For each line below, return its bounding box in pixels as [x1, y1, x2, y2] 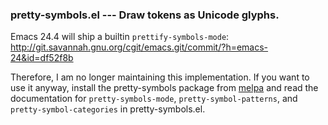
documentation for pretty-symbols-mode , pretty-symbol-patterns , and [10, 93, 298, 105]
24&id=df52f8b [10, 52, 74, 64]
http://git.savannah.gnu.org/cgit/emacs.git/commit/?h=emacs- [10, 41, 269, 53]
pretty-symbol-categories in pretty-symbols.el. [10, 103, 206, 115]
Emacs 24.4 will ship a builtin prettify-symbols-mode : [10, 31, 230, 43]
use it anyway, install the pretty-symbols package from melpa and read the [10, 82, 319, 94]
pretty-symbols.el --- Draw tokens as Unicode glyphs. [10, 8, 280, 22]
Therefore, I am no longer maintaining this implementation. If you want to [10, 71, 310, 83]
